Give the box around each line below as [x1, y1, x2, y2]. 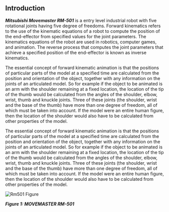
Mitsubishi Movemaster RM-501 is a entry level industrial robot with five [5, 17, 157, 23]
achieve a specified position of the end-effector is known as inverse [5, 49, 147, 55]
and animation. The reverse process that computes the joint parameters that [5, 44, 163, 50]
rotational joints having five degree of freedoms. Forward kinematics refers [5, 23, 161, 29]
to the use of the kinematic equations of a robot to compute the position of [5, 28, 160, 34]
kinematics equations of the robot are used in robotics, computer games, [5, 39, 157, 45]
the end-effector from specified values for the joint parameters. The [5, 33, 146, 39]
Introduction [5, 4, 45, 13]
